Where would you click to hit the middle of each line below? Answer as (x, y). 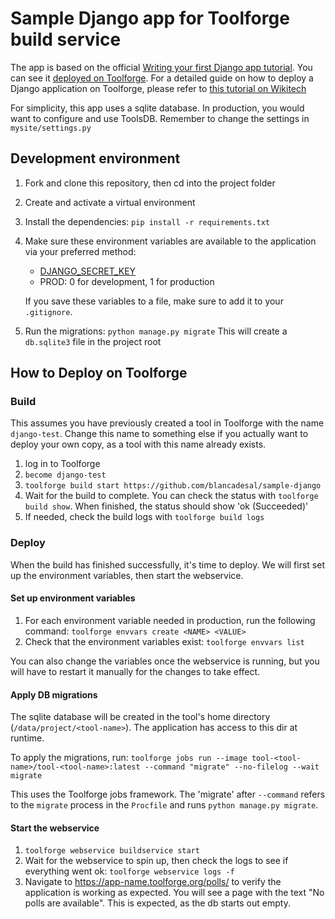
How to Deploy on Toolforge (99, 373)
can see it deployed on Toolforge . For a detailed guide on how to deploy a (162, 78)
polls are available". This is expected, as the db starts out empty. (157, 903)
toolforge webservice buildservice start (112, 851)
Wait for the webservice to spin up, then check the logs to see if (156, 861)
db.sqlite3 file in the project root (93, 341)
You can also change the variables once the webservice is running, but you (165, 661)
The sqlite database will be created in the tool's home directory (140, 717)
